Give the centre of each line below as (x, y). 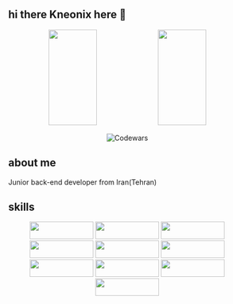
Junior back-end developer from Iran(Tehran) (83, 182)
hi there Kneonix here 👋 (67, 15)
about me (32, 163)
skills (21, 207)
